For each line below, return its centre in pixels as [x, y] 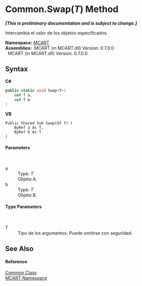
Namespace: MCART [27, 42]
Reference [16, 261]
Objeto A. [28, 179]
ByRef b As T [28, 132]
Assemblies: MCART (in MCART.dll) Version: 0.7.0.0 [60, 48]
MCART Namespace [26, 278]
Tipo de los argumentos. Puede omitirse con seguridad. [75, 233]
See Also [19, 249]
